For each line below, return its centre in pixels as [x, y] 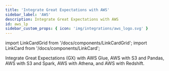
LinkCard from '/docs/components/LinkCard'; [53, 48]
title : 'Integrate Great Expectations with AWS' [57, 10]
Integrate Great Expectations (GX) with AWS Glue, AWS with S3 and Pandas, [85, 58]
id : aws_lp [17, 24]
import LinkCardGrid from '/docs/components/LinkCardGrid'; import [76, 43]
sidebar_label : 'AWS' [28, 15]
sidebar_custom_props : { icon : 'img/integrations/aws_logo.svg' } [77, 29]
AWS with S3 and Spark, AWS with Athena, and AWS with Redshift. [75, 63]
